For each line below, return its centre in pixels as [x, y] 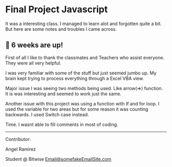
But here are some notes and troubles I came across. [61, 29]
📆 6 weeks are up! [34, 45]
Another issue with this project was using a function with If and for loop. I [82, 103]
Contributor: [18, 139]
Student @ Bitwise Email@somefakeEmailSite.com [58, 159]
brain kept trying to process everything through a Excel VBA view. [75, 78]
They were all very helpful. [33, 63]
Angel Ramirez [21, 149]
